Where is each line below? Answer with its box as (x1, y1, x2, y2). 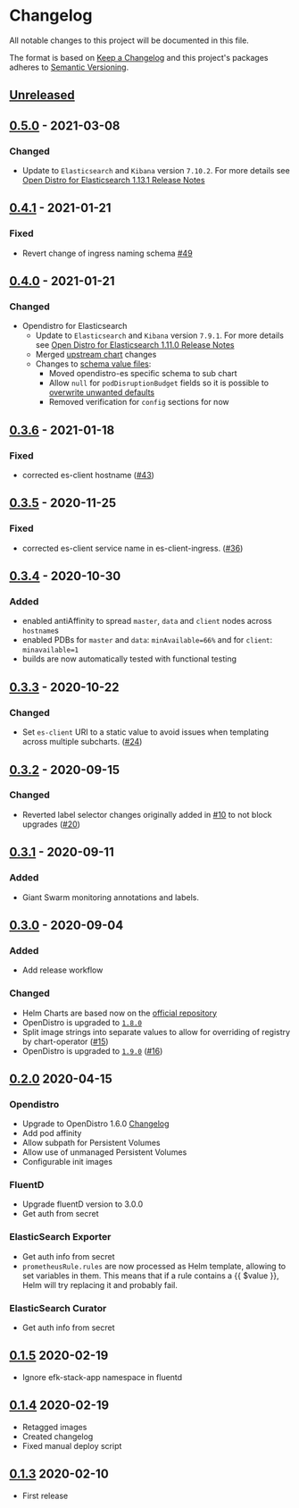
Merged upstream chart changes (35, 350, 157, 360)
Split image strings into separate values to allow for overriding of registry (21, 1026, 291, 1037)
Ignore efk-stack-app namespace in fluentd (21, 1371, 183, 1382)
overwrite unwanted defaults (48, 387, 154, 398)
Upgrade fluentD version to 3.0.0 (21, 1199, 144, 1209)
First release (21, 1490, 69, 1501)
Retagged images (21, 1421, 87, 1432)
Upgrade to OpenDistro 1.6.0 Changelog (21, 1118, 170, 1129)
